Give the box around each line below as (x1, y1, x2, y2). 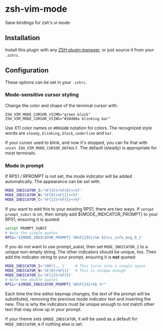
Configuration (5, 66, 49, 74)
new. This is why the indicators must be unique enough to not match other (5, 301, 155, 307)
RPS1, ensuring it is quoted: (5, 216, 60, 222)
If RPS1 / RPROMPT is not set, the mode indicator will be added (5, 173, 132, 179)
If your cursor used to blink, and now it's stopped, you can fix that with (5, 140, 148, 145)
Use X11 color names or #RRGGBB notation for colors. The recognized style (5, 125, 152, 131)
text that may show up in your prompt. (5, 306, 82, 312)
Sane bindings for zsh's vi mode (5, 20, 70, 25)
